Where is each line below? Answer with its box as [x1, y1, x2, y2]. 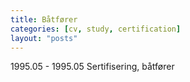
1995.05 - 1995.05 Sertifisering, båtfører [10, 61, 175, 73]
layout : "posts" [10, 33, 78, 43]
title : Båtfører [10, 14, 78, 25]
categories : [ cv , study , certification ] [10, 24, 182, 34]
